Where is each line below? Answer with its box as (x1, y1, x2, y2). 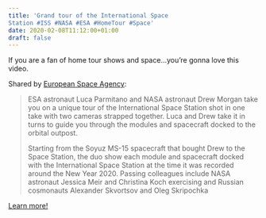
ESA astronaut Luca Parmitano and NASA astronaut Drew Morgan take (27, 94, 259, 104)
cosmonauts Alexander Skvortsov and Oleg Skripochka (27, 185, 209, 195)
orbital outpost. (27, 128, 78, 138)
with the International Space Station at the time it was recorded (27, 160, 234, 170)
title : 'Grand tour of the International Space (8, 11, 169, 20)
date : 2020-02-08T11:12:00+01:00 (8, 26, 119, 34)
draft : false (8, 33, 52, 42)
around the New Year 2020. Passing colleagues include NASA (27, 169, 231, 178)
